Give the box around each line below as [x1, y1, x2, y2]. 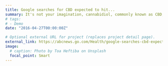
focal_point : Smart [9, 53, 50, 58]
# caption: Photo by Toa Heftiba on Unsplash [9, 48, 106, 54]
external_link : [5, 39, 37, 45]
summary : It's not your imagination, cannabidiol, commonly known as [5, 12, 153, 17]
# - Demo [5, 21, 23, 26]
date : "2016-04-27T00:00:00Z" [5, 26, 68, 31]
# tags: [5, 16, 21, 21]
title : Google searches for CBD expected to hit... [5, 7, 115, 12]
